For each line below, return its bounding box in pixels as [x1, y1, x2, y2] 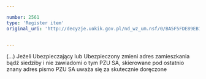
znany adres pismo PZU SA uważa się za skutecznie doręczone [6, 66, 167, 73]
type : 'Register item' [6, 19, 64, 26]
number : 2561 [6, 14, 40, 20]
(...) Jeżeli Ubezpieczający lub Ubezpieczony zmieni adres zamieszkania [6, 53, 190, 60]
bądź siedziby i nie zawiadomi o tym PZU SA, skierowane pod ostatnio [6, 59, 185, 67]
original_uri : [6, 26, 43, 32]
